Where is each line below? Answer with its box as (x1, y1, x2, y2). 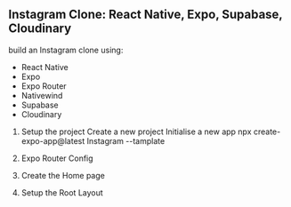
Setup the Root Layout (20, 187, 103, 198)
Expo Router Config (20, 153, 94, 163)
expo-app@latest (20, 135, 85, 146)
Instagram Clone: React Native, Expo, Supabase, (8, 7, 283, 22)
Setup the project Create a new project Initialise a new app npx (20, 126, 252, 137)
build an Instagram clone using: (8, 44, 124, 55)
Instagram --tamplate (86, 135, 166, 146)
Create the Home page (20, 170, 106, 180)
